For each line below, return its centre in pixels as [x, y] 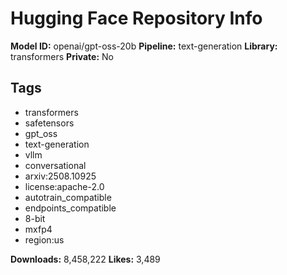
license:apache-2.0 [64, 186]
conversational [55, 165]
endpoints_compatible [70, 208]
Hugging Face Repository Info [136, 18]
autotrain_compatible [68, 197]
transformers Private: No [62, 56]
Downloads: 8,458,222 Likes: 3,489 [85, 259]
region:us [44, 239]
